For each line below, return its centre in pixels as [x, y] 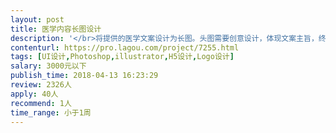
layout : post [37, 19]
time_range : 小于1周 [51, 112]
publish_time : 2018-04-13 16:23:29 [84, 76]
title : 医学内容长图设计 [56, 29]
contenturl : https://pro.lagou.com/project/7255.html [125, 47]
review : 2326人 [41, 85]
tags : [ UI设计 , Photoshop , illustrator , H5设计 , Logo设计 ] [122, 57]
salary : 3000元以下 [48, 66]
